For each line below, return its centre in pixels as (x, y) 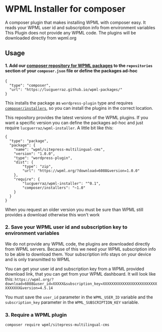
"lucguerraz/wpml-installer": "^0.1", (62, 183)
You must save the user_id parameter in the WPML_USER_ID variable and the (79, 297)
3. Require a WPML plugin (36, 315)
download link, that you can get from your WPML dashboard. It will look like (81, 274)
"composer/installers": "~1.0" (54, 188)
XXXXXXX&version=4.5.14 (29, 288)
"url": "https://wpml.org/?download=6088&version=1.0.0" (81, 171)
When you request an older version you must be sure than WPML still (74, 210)
